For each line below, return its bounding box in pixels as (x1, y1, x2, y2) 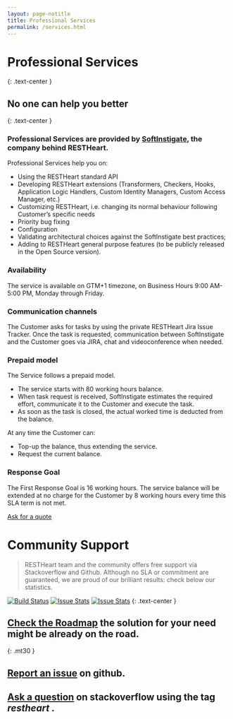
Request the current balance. (17, 450, 102, 458)
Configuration (17, 225, 58, 234)
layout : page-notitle (7, 10, 71, 18)
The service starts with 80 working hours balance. (17, 385, 164, 393)
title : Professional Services (7, 17, 96, 24)
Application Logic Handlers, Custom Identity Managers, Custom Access (17, 188, 226, 196)
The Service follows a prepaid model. (7, 372, 116, 380)
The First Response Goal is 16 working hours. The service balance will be (7, 483, 220, 492)
